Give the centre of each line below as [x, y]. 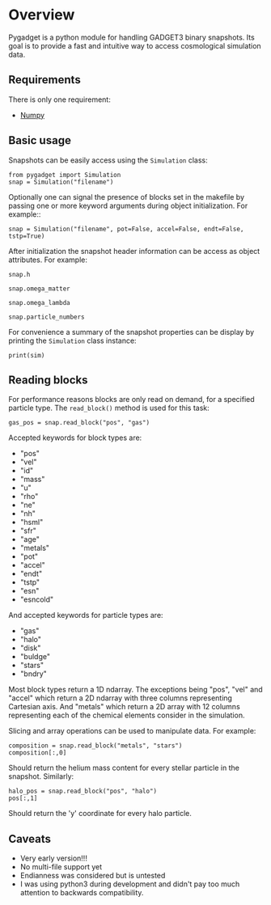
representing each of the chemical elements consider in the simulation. [127, 715]
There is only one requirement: [59, 99]
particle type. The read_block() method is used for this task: [109, 408]
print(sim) [27, 355]
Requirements [44, 80]
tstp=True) [27, 236]
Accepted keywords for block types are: [75, 438]
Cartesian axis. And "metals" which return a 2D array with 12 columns [124, 707]
